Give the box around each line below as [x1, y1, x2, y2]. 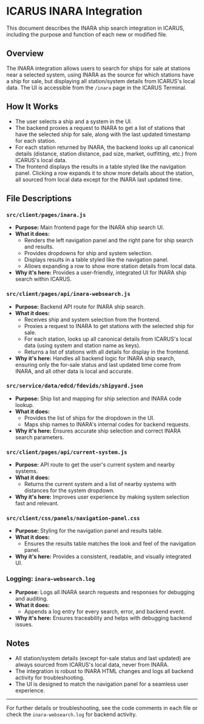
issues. [15, 621, 33, 628]
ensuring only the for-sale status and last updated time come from [15, 361, 181, 368]
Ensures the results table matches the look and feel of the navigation [24, 540, 196, 547]
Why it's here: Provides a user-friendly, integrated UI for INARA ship [15, 269, 187, 276]
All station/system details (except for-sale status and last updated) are [15, 654, 191, 661]
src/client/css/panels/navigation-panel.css [6, 515, 140, 522]
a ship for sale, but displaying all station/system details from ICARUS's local [6, 77, 195, 84]
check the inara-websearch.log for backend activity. [6, 711, 137, 718]
